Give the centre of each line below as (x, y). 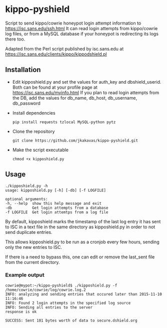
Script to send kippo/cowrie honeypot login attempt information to (73, 23)
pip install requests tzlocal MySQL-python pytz (64, 122)
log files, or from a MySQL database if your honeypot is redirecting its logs (82, 34)
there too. (15, 39)
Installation (23, 70)
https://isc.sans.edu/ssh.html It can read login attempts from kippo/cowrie (81, 28)
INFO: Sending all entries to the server (49, 307)
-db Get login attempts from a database (57, 208)
